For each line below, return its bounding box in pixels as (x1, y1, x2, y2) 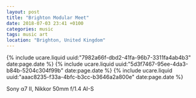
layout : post (6, 9, 40, 15)
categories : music (6, 26, 53, 32)
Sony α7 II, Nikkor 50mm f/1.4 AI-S (6, 85, 94, 92)
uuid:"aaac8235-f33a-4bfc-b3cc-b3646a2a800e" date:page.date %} (6, 74, 184, 80)
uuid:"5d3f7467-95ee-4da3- (115, 60, 189, 68)
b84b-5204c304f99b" (6, 67, 63, 74)
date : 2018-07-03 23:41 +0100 (6, 20, 84, 26)
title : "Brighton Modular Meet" (6, 15, 89, 21)
